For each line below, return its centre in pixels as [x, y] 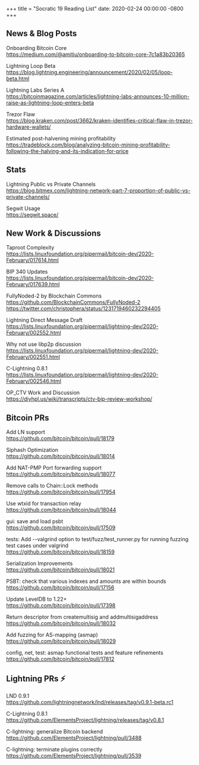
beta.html [18, 78]
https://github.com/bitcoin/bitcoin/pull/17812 [60, 659]
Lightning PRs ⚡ [36, 678]
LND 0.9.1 [18, 696]
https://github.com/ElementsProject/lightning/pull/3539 [74, 756]
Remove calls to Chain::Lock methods [52, 486]
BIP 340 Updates [27, 272]
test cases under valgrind [37, 546]
